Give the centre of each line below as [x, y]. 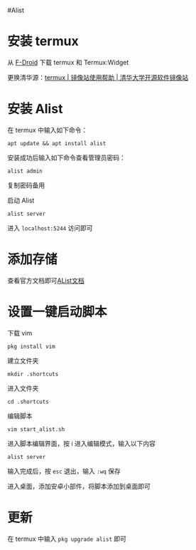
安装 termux [43, 41]
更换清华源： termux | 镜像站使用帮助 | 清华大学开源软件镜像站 [98, 77]
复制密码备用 [26, 185]
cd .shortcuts [28, 402]
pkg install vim [31, 346]
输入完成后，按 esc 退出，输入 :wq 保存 [64, 471]
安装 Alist [35, 109]
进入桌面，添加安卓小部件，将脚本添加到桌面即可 [79, 486]
